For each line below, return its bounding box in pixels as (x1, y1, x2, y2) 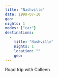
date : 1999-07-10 (5, 12, 41, 17)
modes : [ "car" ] (5, 26, 36, 31)
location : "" (14, 48, 41, 53)
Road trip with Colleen (5, 67, 50, 73)
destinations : (5, 30, 34, 35)
